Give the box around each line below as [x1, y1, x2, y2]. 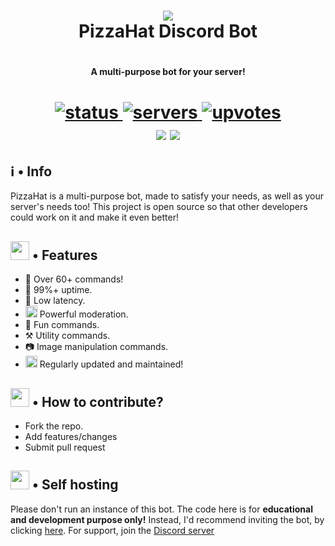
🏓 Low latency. [24, 295, 86, 307]
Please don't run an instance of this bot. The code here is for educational [10, 503, 313, 515]
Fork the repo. [24, 420, 84, 432]
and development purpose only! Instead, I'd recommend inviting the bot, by [10, 513, 325, 525]
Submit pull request [24, 441, 106, 453]
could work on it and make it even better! [10, 211, 180, 224]
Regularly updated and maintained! [39, 358, 184, 370]
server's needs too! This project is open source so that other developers [10, 201, 308, 213]
